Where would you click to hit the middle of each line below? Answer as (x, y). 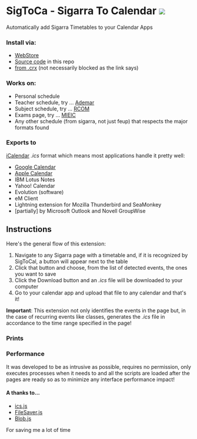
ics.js (21, 406)
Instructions (29, 229)
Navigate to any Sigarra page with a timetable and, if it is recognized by (101, 255)
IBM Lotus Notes (35, 179)
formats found (32, 127)
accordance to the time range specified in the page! (69, 323)
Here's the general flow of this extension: (56, 244)
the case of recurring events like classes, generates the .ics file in (86, 316)
